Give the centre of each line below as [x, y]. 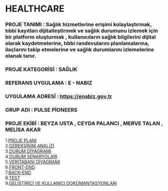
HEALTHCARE [35, 9]
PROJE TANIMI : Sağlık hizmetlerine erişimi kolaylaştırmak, [78, 25]
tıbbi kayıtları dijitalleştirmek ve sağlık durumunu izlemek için [82, 31]
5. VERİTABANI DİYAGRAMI [33, 162]
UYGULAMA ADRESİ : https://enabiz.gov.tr [59, 96]
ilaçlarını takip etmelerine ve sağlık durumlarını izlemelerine [80, 50]
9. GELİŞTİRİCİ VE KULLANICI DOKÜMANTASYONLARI [61, 183]
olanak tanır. [21, 56]
